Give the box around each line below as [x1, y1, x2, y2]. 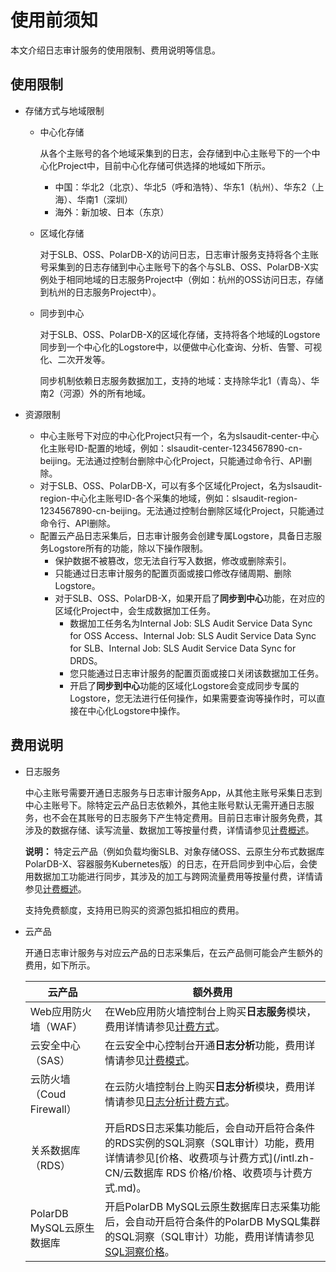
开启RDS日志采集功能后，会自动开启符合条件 [104, 1121, 316, 1135]
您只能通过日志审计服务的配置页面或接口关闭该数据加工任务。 [69, 667, 325, 679]
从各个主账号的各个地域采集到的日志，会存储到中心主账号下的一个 [39, 147, 312, 159]
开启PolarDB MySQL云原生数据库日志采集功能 [104, 1199, 321, 1213]
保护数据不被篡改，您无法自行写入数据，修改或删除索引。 [54, 554, 292, 566]
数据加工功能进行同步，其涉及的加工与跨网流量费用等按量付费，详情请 [33, 870, 323, 882]
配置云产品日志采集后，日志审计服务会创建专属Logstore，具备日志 [39, 529, 313, 541]
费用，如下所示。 [24, 959, 96, 971]
